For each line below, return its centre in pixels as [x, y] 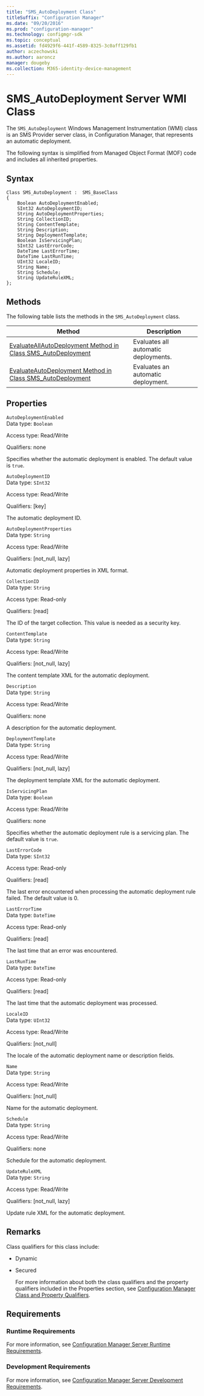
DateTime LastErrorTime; [49, 251]
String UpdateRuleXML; [46, 278]
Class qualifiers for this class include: [53, 1246]
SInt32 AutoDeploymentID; [50, 209]
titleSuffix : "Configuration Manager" [55, 18]
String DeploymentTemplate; [53, 235]
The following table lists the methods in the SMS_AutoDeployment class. [93, 316]
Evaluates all [151, 341]
